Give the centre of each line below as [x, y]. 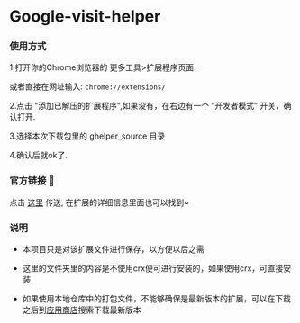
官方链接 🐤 [32, 181]
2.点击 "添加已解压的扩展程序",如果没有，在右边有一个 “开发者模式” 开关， [146, 106]
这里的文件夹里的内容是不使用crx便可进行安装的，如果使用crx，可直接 [153, 268]
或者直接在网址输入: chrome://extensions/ [88, 86]
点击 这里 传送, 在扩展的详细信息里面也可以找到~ [100, 202]
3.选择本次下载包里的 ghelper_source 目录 [87, 136]
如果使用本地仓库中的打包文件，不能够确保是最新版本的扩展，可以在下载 [156, 299]
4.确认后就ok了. [38, 156]
